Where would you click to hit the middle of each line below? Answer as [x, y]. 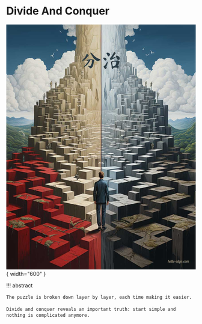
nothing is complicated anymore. [48, 316]
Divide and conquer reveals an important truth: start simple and [91, 310]
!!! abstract [20, 286]
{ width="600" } [26, 274]
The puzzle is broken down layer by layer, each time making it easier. [99, 298]
